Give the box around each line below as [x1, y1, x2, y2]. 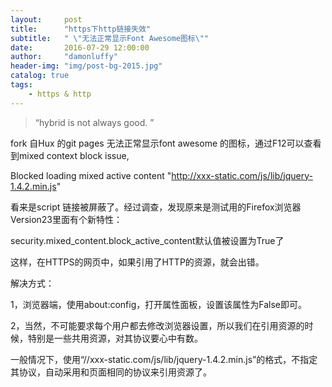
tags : [10, 80, 33, 90]
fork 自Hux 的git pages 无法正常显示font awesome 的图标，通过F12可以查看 [10, 137, 322, 149]
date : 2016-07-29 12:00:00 [10, 42, 150, 53]
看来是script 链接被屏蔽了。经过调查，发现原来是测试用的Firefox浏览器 [10, 201, 302, 213]
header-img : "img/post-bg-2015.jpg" [10, 61, 163, 71]
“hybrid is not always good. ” [34, 116, 155, 128]
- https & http [28, 89, 92, 99]
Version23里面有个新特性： [10, 213, 123, 225]
